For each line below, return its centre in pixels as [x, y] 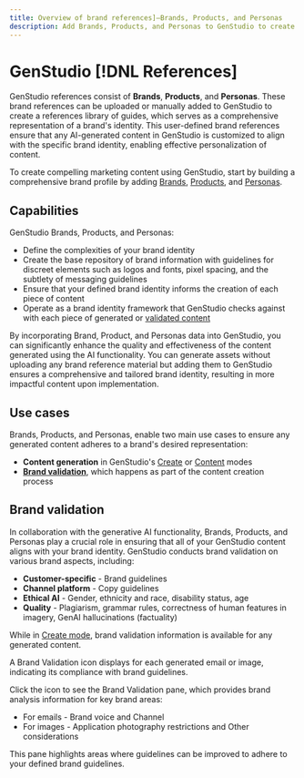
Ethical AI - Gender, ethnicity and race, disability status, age [136, 598]
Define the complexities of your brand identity [109, 251]
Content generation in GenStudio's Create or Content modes [137, 462]
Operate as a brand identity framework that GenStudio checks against [154, 308]
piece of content [53, 299]
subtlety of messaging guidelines [85, 280]
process [38, 481]
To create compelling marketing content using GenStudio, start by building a [152, 172]
